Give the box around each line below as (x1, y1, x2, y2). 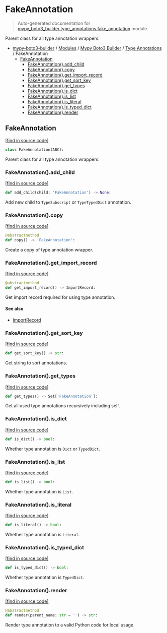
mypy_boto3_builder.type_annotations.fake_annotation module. (17, 25, 148, 31)
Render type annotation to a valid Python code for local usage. (5, 622, 135, 628)
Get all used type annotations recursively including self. (5, 403, 120, 409)
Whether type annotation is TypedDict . (5, 575, 85, 581)
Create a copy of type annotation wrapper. (5, 246, 94, 252)
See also (5, 306, 24, 312)
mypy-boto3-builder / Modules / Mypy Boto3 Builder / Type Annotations (12, 45, 162, 51)
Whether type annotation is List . (5, 488, 73, 494)
